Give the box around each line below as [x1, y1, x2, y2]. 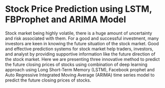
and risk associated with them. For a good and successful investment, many [5, 35, 159, 41]
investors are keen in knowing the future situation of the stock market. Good [5, 40, 159, 46]
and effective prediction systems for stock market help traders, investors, [5, 46, 154, 52]
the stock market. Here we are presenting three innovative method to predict [5, 56, 160, 62]
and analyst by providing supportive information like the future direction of [5, 51, 156, 57]
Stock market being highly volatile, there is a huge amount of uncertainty [5, 30, 152, 36]
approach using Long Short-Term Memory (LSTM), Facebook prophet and [5, 66, 155, 72]
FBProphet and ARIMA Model [5, 14, 126, 25]
